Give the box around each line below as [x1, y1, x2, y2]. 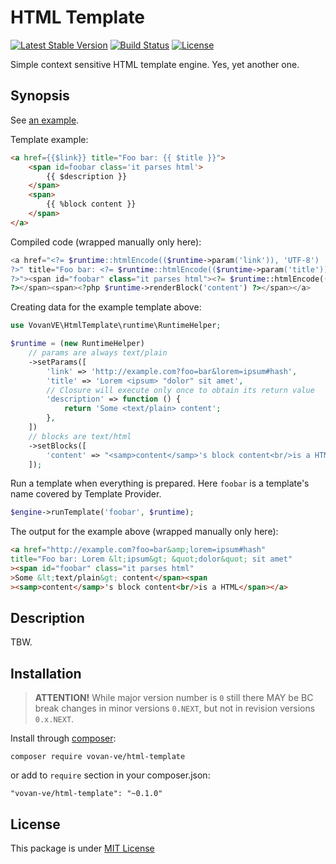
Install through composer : [10, 732, 117, 745]
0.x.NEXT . [34, 713, 75, 725]
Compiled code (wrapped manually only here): [10, 236, 202, 248]
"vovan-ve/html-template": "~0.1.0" [10, 789, 163, 799]
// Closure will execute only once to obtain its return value [46, 385, 315, 395]
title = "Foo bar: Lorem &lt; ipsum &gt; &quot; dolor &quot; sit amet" [10, 554, 293, 565]
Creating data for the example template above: [10, 301, 202, 313]
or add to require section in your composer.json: [10, 769, 211, 781]
